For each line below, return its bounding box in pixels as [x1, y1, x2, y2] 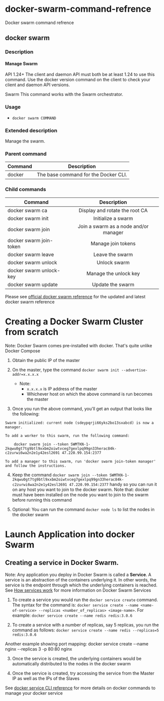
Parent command [5, 150, 47, 157]
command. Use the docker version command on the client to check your [5, 77, 150, 83]
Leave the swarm [93, 251, 133, 258]
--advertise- [121, 367, 148, 373]
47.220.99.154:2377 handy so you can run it [69, 481, 157, 487]
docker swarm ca [7, 207, 47, 214]
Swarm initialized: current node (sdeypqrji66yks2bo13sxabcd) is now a [5, 420, 154, 425]
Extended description [5, 127, 58, 134]
